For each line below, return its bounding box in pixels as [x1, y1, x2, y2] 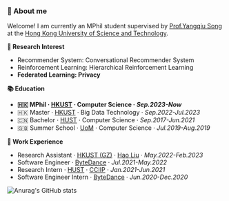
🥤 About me [7, 6, 47, 16]
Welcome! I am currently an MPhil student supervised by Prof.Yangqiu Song [7, 22, 222, 30]
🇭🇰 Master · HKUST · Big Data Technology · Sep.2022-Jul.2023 [17, 108, 201, 117]
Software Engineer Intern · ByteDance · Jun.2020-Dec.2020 [17, 173, 188, 182]
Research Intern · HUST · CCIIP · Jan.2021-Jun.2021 [17, 166, 166, 174]
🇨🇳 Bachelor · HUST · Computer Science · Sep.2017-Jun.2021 [17, 116, 195, 124]
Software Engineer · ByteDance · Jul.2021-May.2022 [17, 158, 168, 166]
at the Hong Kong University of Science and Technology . [7, 29, 169, 37]
